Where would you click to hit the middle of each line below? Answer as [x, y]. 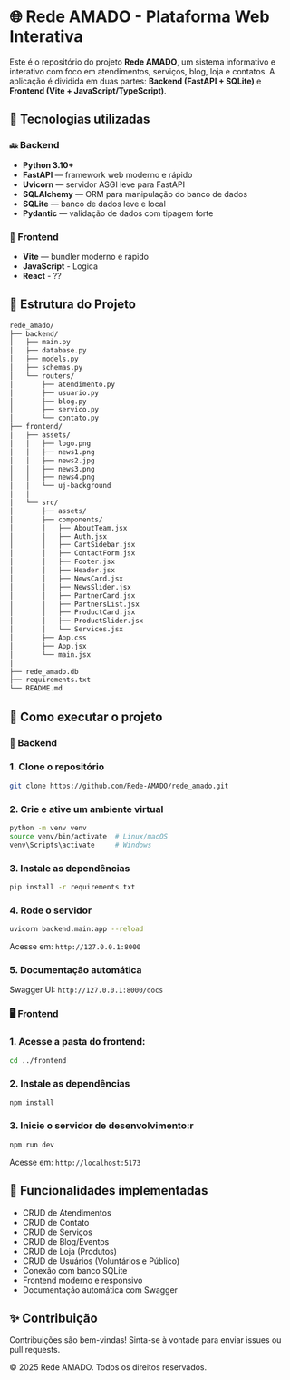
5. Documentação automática [76, 969]
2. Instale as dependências [70, 1084]
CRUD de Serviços [57, 1232]
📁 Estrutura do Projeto [72, 305]
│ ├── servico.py [54, 410]
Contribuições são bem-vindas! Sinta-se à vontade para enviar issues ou [145, 1340]
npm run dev [32, 1145]
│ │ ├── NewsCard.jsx [67, 579]
